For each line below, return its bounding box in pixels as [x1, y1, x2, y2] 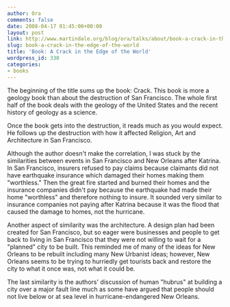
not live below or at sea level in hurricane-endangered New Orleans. [7, 292, 200, 300]
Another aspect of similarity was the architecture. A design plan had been [7, 221, 215, 229]
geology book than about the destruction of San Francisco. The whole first [7, 93, 218, 101]
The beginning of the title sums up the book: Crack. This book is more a [7, 86, 209, 95]
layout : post [7, 29, 44, 36]
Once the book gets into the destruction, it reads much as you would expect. [7, 121, 223, 130]
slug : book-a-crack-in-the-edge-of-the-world [7, 42, 139, 49]
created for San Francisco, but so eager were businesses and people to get [7, 228, 220, 236]
